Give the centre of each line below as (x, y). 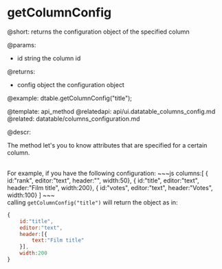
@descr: (19, 132)
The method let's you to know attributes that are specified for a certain (107, 145)
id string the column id (49, 58)
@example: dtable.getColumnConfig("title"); (70, 98)
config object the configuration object (71, 84)
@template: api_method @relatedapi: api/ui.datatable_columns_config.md (111, 111)
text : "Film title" (58, 241)
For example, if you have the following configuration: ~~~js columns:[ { (108, 173)
